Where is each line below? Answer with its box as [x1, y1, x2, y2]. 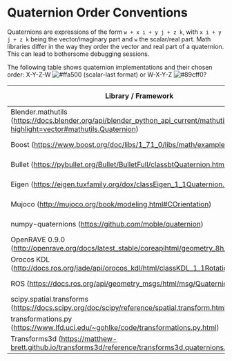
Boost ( [10, 139, 35, 149]
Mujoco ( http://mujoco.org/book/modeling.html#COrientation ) [10, 199, 212, 208]
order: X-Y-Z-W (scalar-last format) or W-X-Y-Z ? [7, 70, 207, 79]
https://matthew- [61, 333, 117, 343]
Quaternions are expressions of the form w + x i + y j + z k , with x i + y [7, 28, 222, 36]
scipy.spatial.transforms [10, 294, 88, 304]
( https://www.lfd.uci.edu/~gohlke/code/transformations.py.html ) [10, 322, 220, 332]
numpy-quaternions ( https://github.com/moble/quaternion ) [10, 219, 204, 228]
